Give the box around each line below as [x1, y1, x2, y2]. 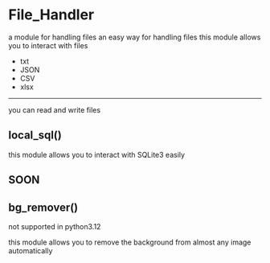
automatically [8, 245, 53, 255]
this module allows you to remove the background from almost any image [8, 237, 252, 247]
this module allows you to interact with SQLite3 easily [8, 150, 186, 159]
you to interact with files [8, 40, 88, 50]
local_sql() [8, 129, 62, 142]
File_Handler [8, 6, 95, 24]
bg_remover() [8, 200, 79, 214]
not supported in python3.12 [8, 221, 101, 231]
